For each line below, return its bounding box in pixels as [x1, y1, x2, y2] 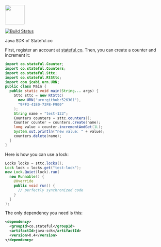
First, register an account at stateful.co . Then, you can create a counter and [5, 47, 156, 53]
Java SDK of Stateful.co [5, 38, 53, 43]
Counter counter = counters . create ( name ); [14, 120, 101, 125]
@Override [14, 179, 34, 184]
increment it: [5, 52, 31, 58]
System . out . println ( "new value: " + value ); [14, 129, 105, 134]
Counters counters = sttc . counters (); [14, 116, 92, 121]
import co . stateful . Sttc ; [5, 70, 57, 76]
